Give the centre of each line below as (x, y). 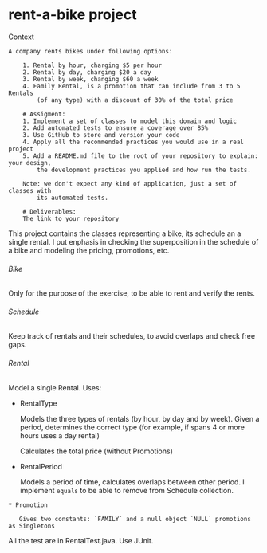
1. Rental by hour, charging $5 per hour (92, 65)
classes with (30, 190)
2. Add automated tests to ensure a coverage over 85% (116, 128)
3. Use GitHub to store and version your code (101, 135)
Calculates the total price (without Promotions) (96, 451)
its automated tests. (73, 198)
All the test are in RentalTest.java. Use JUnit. (81, 540)
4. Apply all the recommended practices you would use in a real (133, 142)
